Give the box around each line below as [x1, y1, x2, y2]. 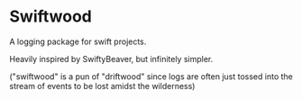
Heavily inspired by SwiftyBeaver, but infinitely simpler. [9, 53, 214, 64]
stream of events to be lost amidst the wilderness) [9, 80, 196, 91]
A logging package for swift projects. [9, 36, 147, 47]
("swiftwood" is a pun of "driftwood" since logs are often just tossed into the [9, 70, 293, 82]
